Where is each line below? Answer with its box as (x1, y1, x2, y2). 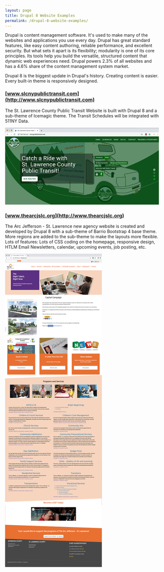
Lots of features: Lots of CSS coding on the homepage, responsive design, (5, 239, 155, 245)
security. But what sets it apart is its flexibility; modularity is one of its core (5, 48, 155, 54)
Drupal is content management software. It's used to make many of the (5, 32, 148, 38)
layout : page (5, 8, 32, 13)
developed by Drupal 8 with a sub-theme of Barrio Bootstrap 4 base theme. (5, 229, 157, 234)
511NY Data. (5, 118, 29, 124)
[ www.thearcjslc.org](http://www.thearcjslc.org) (5, 212, 124, 219)
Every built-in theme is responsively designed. (5, 78, 99, 84)
